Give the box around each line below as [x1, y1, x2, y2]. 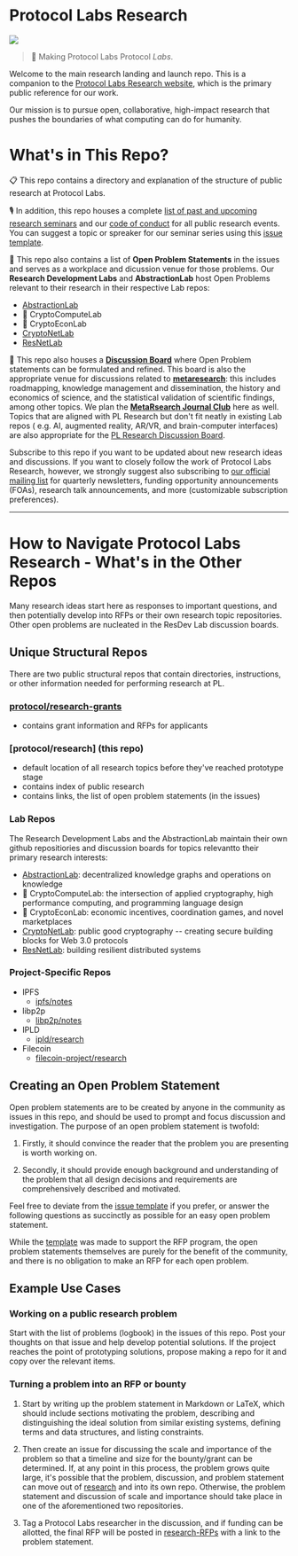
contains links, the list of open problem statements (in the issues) [21, 791, 261, 801]
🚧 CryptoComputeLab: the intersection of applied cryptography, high [21, 887, 274, 898]
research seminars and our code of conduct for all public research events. [9, 218, 280, 229]
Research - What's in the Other [9, 552, 242, 573]
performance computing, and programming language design [21, 897, 244, 908]
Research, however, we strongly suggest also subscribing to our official [9, 465, 271, 476]
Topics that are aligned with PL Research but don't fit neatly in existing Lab [9, 411, 282, 421]
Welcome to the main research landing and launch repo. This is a [9, 68, 247, 79]
